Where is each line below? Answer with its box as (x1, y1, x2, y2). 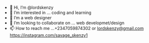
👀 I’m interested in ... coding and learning (9, 10, 92, 15)
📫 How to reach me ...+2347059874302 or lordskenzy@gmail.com (9, 26, 144, 31)
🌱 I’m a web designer (9, 15, 52, 20)
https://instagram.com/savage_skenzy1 (9, 32, 88, 38)
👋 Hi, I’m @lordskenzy (9, 5, 54, 10)
